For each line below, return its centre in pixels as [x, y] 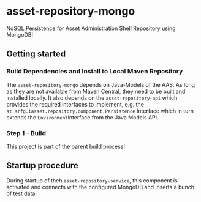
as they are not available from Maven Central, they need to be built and [96, 91]
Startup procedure [42, 166]
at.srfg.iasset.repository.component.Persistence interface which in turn [100, 111]
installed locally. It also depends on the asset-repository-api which [92, 98]
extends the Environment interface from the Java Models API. [82, 117]
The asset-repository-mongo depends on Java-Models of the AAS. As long [100, 84]
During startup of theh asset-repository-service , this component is [92, 180]
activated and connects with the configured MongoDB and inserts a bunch [100, 187]
